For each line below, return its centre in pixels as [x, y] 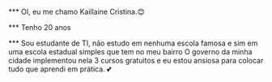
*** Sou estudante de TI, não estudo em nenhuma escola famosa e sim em [133, 43]
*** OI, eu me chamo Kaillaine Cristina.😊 [77, 12]
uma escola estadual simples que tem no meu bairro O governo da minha [130, 52]
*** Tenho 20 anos [40, 27]
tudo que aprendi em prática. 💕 [60, 69]
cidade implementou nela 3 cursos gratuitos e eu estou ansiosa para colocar [136, 60]
